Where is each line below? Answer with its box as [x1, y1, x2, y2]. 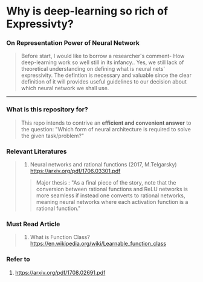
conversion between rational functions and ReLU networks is [36, 186, 188, 193]
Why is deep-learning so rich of [6, 4, 168, 18]
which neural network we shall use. [21, 85, 109, 92]
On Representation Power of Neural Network [6, 39, 140, 47]
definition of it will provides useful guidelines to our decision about [21, 78, 187, 85]
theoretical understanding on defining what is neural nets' [21, 65, 166, 73]
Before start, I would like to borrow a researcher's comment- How [21, 53, 185, 60]
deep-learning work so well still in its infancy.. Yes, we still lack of [21, 59, 184, 66]
